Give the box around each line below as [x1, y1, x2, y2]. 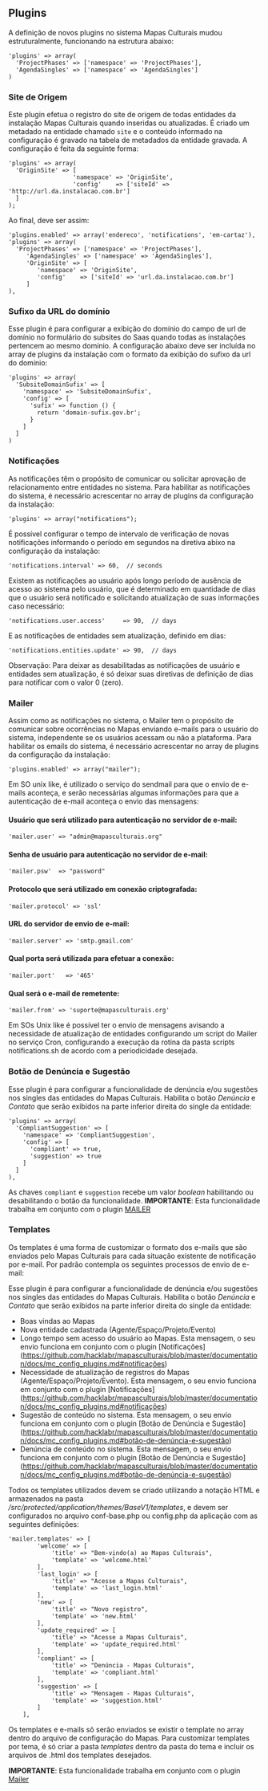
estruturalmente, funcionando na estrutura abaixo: [8, 36, 174, 46]
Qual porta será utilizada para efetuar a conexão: [8, 954, 174, 963]
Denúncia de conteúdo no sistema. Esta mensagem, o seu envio [19, 1444, 232, 1454]
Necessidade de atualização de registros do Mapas [19, 1367, 190, 1377]
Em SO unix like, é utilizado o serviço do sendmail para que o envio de [8, 779, 240, 789]
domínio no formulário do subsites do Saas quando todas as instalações [8, 332, 246, 342]
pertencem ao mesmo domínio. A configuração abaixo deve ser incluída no [8, 341, 256, 351]
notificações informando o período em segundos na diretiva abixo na [8, 537, 236, 547]
